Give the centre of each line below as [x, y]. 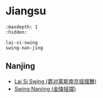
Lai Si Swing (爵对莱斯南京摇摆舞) [55, 81]
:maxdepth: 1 [22, 27]
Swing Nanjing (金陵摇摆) [45, 88]
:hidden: [16, 32]
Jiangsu [26, 11]
